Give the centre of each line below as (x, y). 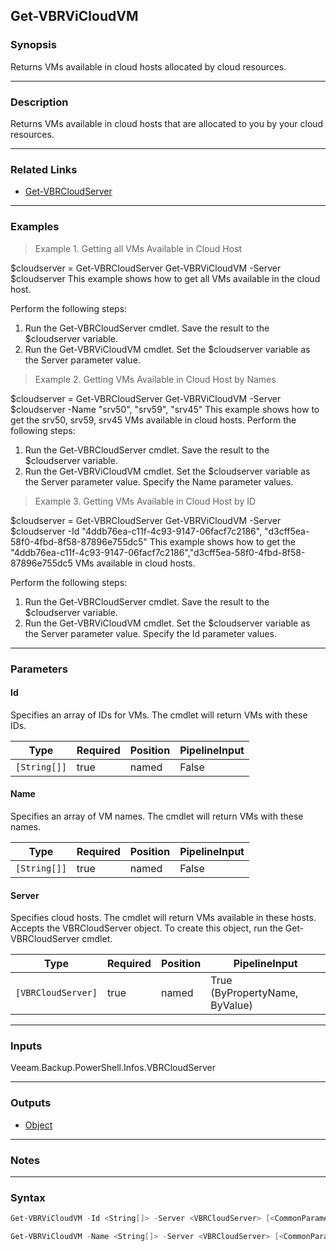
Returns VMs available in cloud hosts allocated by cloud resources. (148, 66)
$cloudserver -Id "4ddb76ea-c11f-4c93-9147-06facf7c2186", (136, 531)
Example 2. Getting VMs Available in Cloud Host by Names (155, 379)
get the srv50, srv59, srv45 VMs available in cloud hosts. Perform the (153, 420)
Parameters (39, 669)
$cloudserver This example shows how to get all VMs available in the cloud (165, 278)
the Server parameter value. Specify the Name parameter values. (159, 481)
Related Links (44, 169)
